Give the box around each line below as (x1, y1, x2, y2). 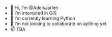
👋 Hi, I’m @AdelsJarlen (10, 5, 59, 10)
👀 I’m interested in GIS (10, 10, 57, 16)
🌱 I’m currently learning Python (10, 15, 75, 21)
